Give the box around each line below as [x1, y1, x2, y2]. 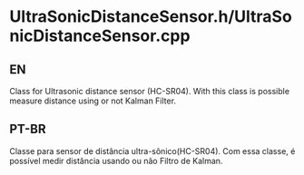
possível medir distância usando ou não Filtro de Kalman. [9, 155, 223, 166]
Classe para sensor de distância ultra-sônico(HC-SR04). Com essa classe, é [9, 145, 296, 156]
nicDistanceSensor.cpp [9, 25, 191, 46]
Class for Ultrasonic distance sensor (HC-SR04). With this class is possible [9, 86, 290, 96]
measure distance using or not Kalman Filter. [9, 95, 177, 106]
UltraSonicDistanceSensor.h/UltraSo [9, 6, 292, 27]
